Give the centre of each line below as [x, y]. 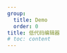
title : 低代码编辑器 [33, 33]
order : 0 [26, 26]
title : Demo [31, 20]
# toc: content [29, 39]
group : [17, 13]
